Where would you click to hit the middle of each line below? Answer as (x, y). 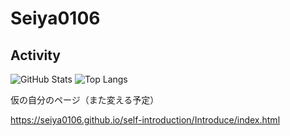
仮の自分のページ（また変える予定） (85, 100)
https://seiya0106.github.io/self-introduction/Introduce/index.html (145, 120)
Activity (36, 55)
